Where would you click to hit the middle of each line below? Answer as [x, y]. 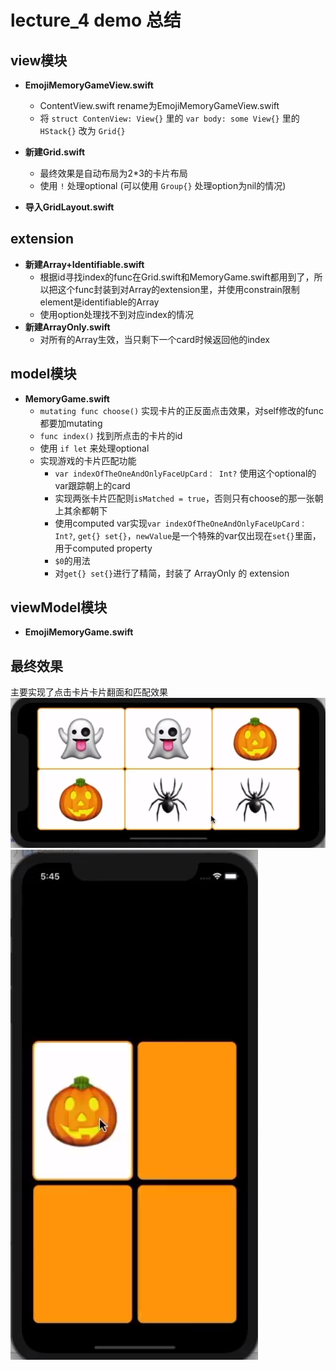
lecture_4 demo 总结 [96, 20]
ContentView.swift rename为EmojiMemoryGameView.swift [159, 105]
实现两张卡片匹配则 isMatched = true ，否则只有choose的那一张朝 [189, 498]
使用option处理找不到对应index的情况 [116, 314]
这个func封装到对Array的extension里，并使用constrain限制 [178, 289]
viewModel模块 [59, 607]
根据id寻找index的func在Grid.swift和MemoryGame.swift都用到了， [177, 277]
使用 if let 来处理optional [94, 448]
